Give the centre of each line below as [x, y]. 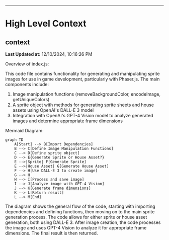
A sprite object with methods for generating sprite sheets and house [83, 105]
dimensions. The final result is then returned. [52, 233]
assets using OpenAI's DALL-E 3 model [53, 110]
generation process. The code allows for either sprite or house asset [76, 217]
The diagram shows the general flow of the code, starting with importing [80, 206]
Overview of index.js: [27, 64]
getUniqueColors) [31, 99]
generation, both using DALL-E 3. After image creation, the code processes [83, 222]
